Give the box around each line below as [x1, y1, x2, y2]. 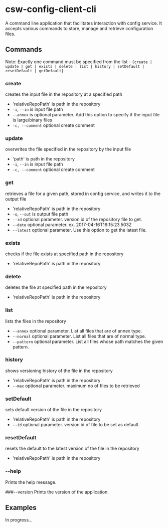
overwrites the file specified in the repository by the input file [5, 146, 131, 152]
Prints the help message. [5, 479, 57, 485]
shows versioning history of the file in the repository [5, 368, 113, 374]
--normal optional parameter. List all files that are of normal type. [12, 333, 146, 339]
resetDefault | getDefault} [5, 68, 64, 73]
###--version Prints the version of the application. [5, 489, 109, 495]
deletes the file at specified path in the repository [5, 284, 107, 290]
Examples [5, 503, 37, 512]
